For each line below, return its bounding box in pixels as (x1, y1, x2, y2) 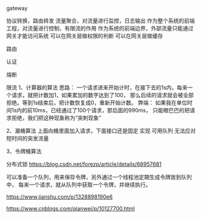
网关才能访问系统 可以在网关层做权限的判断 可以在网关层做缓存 (6, 32, 163, 39)
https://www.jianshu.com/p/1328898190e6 (6, 193, 113, 200)
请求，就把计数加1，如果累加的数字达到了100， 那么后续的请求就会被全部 (11, 92, 194, 98)
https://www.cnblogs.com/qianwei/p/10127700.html (6, 205, 135, 212)
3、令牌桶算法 (6, 148, 42, 155)
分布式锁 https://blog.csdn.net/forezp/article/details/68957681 (6, 160, 162, 168)
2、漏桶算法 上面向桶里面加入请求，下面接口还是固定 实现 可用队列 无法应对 (6, 127, 196, 134)
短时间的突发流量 (6, 135, 49, 141)
